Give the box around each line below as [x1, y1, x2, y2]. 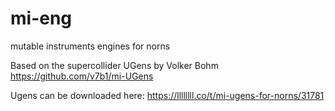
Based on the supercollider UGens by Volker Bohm [10, 59, 219, 71]
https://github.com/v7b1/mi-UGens [10, 70, 154, 82]
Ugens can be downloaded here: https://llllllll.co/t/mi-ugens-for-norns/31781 [10, 89, 325, 101]
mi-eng [10, 7, 73, 30]
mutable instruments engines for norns [10, 40, 171, 52]
